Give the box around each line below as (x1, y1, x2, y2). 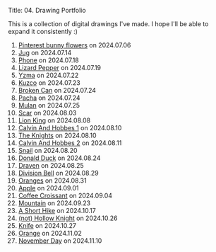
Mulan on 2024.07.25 (18, 101, 80, 109)
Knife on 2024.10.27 (18, 222, 77, 229)
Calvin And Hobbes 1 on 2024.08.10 (18, 124, 122, 132)
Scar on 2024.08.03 (18, 109, 77, 117)
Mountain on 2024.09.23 (18, 199, 91, 207)
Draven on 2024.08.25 (18, 161, 84, 169)
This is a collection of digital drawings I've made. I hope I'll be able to (8, 20, 209, 28)
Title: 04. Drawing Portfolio (8, 6, 87, 14)
